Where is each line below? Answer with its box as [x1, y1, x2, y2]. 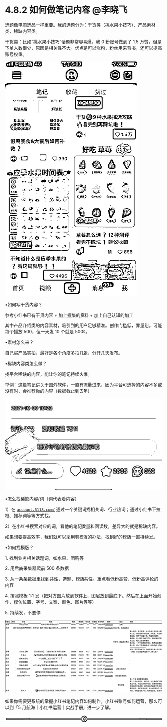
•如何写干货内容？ [5, 301, 43, 307]
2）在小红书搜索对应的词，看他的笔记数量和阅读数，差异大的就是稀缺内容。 [5, 523, 161, 529]
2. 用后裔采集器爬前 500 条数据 [5, 565, 69, 571]
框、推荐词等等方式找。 [5, 513, 53, 519]
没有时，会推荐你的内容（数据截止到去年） [5, 388, 92, 394]
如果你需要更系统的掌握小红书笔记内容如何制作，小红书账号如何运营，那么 [5, 698, 158, 704]
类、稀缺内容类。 [5, 28, 40, 34]
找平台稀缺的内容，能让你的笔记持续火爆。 [5, 371, 92, 377]
